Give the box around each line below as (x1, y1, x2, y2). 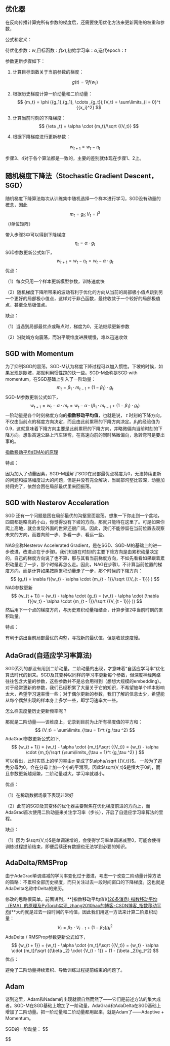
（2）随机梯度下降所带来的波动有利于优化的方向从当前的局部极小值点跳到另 (5, 289, 163, 296)
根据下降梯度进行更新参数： (12, 134, 71, 140)
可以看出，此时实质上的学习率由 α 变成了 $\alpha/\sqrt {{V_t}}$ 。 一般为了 (5, 758, 158, 764)
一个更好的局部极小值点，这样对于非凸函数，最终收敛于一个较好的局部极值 (5, 296, 160, 302)
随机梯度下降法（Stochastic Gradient (5, 172, 123, 180)
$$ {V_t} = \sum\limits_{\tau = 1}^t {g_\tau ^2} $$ (34, 727, 136, 733)
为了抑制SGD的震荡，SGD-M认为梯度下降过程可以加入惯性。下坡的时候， (5, 364, 159, 370)
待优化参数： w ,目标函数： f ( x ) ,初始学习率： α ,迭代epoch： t (5, 47, 126, 53)
